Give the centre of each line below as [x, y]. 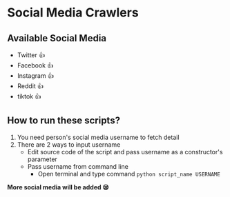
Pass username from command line [78, 166]
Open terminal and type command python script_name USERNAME [129, 174]
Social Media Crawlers [73, 13]
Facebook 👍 [35, 65]
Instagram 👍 [35, 76]
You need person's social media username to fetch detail [98, 137]
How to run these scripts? [64, 121]
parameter [42, 159]
